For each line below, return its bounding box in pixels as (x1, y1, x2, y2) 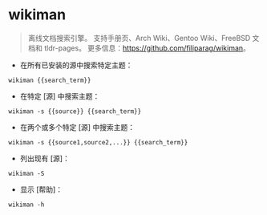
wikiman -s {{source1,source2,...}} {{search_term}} (8, 138, 188, 146)
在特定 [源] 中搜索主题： (19, 91, 100, 101)
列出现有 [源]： (19, 153, 70, 163)
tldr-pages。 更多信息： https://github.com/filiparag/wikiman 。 (43, 43, 251, 53)
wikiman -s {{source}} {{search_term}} (8, 107, 142, 116)
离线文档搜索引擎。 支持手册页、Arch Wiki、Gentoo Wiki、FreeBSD (27, 33, 251, 43)
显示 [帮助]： (19, 185, 63, 194)
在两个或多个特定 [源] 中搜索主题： (19, 122, 135, 132)
